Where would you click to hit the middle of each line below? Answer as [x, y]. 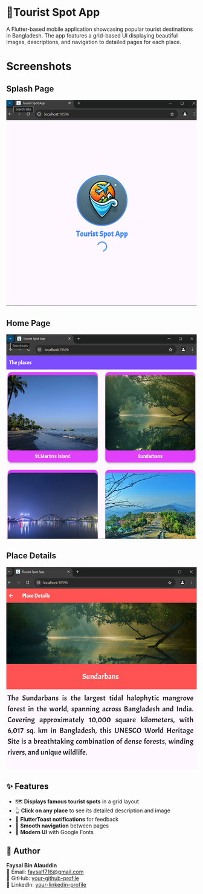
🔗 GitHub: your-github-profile [43, 878]
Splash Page [30, 89]
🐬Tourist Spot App [53, 12]
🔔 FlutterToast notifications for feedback [67, 819]
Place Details [31, 556]
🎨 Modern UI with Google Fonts [54, 832]
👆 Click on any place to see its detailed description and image [93, 811]
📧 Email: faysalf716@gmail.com [45, 872]
